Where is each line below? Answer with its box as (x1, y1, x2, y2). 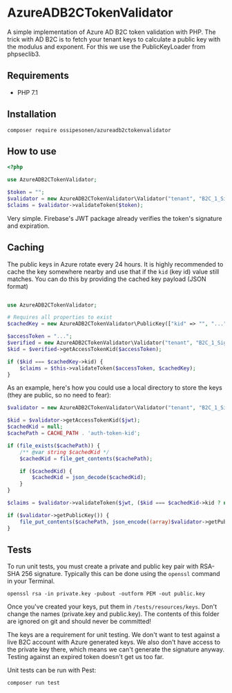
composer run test (7, 680, 60, 687)
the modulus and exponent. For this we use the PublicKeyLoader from (7, 42, 206, 51)
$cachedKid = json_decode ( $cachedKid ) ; (32, 474, 147, 481)
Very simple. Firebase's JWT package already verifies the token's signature (7, 214, 222, 222)
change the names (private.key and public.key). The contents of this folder (7, 610, 220, 618)
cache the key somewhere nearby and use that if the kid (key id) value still (7, 267, 220, 276)
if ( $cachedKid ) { (19, 467, 72, 475)
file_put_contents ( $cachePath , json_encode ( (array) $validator (19, 518, 202, 525)
